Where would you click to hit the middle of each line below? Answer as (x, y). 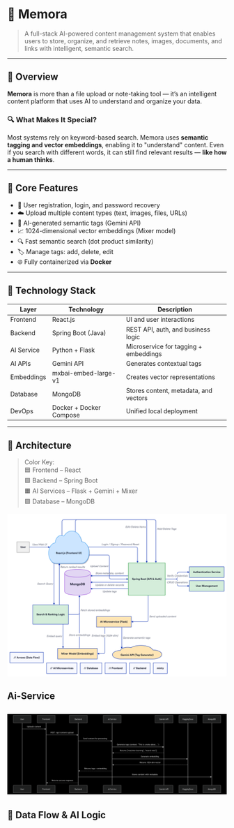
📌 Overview (33, 77)
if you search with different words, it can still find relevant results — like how (117, 152)
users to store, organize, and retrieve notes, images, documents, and (123, 40)
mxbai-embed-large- (84, 374)
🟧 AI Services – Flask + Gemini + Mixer (81, 491)
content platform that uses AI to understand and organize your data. (105, 101)
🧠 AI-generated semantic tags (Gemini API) (79, 223)
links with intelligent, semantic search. (79, 48)
